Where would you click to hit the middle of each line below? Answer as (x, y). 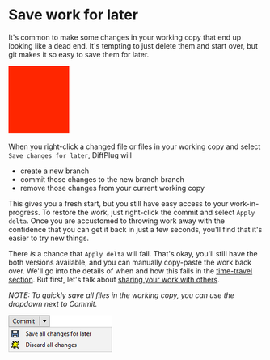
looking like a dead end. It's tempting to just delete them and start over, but (133, 45)
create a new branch (55, 171)
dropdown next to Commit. (53, 303)
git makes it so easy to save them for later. (79, 54)
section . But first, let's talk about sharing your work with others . (114, 279)
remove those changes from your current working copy (112, 188)
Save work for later (74, 15)
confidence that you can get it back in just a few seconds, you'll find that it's (135, 229)
